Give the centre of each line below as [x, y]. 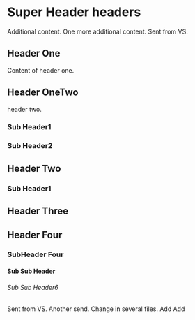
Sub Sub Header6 [33, 287]
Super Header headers [74, 12]
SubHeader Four [36, 254]
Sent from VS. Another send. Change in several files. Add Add [96, 309]
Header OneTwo [43, 93]
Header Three [38, 211]
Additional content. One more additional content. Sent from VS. [97, 31]
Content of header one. [41, 70]
